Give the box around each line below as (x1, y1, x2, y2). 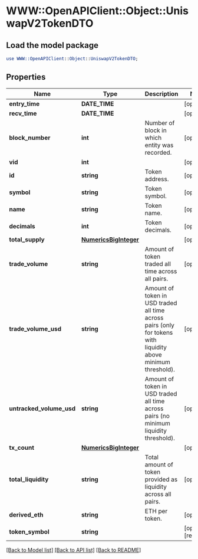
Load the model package (6, 40, 99, 50)
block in (144, 126, 167, 134)
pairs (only (144, 321, 175, 329)
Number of (144, 119, 175, 127)
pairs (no (144, 411, 170, 420)
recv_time (9, 109, 37, 117)
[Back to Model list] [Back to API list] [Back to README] (6, 546, 141, 553)
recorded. (144, 148, 172, 156)
